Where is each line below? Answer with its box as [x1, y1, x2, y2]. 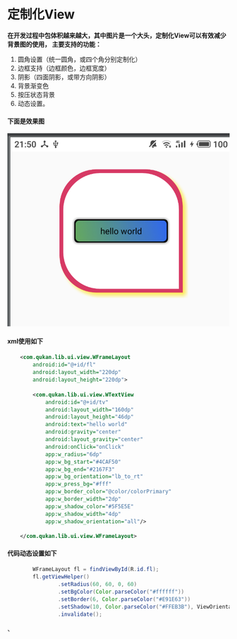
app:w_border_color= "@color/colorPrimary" [44, 488, 172, 496]
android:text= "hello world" [44, 421, 128, 428]
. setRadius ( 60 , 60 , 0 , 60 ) [57, 581, 138, 588]
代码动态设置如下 [7, 549, 57, 557]
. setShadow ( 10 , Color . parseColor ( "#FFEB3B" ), [57, 603, 194, 610]
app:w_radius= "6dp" [44, 450, 102, 458]
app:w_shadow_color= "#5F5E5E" [44, 503, 134, 510]
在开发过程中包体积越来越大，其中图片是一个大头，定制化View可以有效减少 [7, 31, 227, 40]
